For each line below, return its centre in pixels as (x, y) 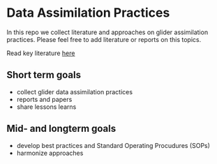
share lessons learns (46, 107)
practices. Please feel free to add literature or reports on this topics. (104, 39)
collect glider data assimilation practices (75, 91)
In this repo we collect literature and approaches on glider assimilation (107, 32)
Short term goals (44, 75)
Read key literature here (41, 53)
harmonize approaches (50, 153)
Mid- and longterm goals (61, 129)
